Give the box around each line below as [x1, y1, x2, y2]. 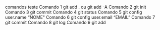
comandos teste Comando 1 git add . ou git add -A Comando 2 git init [5, 4, 146, 10]
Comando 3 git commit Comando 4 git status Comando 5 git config [5, 9, 142, 15]
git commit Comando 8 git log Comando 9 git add [5, 19, 106, 25]
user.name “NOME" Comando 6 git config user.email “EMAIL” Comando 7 [5, 15, 155, 20]
